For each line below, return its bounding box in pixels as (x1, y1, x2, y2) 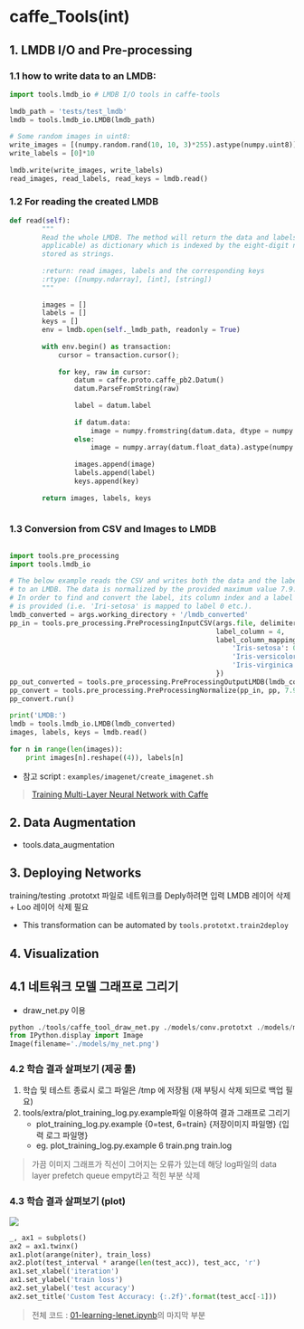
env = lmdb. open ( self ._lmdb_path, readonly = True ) (42, 326, 242, 335)
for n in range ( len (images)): (9, 745, 124, 754)
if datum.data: (73, 418, 131, 427)
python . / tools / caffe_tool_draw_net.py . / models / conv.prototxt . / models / (9, 1022, 294, 1032)
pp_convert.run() (9, 694, 75, 703)
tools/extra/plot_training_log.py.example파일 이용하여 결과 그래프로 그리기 (22, 1107, 290, 1118)
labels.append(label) (73, 469, 156, 478)
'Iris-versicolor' (232, 652, 301, 661)
